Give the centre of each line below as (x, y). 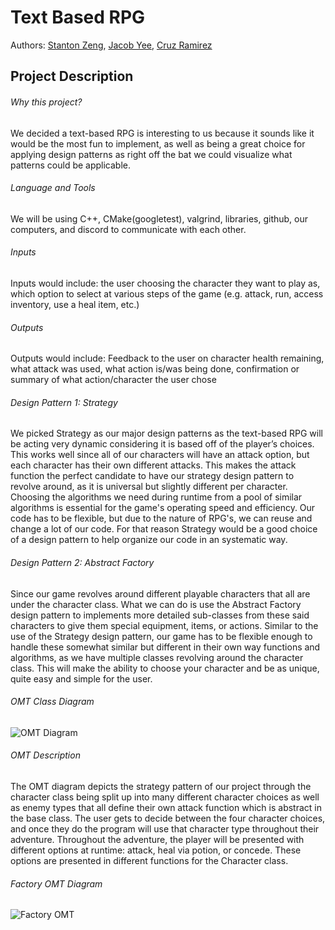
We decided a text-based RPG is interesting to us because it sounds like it (162, 133)
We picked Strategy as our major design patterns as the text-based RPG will (166, 433)
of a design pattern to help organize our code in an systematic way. (149, 540)
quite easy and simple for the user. (81, 678)
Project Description (72, 76)
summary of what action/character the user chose (113, 380)
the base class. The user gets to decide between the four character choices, (168, 818)
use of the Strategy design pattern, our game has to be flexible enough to (161, 636)
